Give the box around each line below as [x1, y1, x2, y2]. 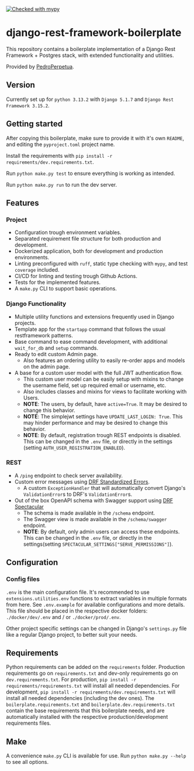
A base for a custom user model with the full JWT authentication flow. [14, 369, 183, 376]
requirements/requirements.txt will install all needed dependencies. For [6, 682, 180, 689]
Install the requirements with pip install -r [6, 152, 113, 159]
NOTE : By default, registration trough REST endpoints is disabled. [23, 431, 181, 438]
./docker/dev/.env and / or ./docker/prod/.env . [6, 613, 121, 620]
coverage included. [14, 266, 60, 273]
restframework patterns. [14, 332, 73, 339]
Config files [6, 575, 40, 583]
